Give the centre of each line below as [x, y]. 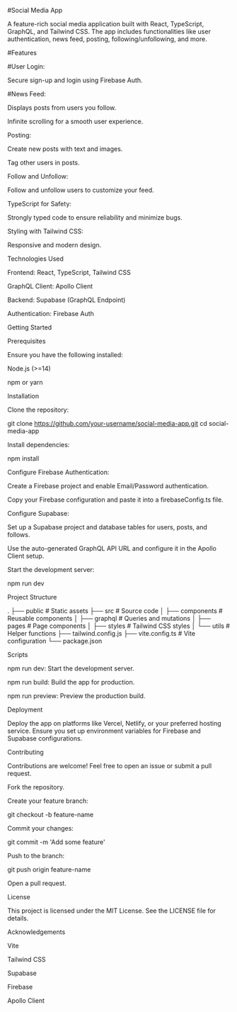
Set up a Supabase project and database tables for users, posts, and [107, 527]
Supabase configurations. [45, 738]
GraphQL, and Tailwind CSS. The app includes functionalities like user [109, 32]
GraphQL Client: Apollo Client [50, 286]
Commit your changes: [41, 828]
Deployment [25, 709]
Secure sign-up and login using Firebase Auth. [75, 80]
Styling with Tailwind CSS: [45, 231]
